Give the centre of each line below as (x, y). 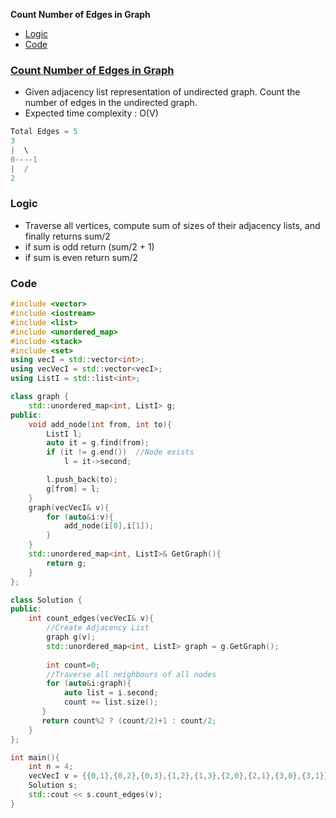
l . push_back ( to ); (82, 480)
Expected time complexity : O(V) (91, 113)
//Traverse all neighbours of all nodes (131, 674)
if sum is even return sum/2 (81, 257)
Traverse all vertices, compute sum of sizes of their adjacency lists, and (172, 225)
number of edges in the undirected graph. (111, 103)
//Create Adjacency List (98, 628)
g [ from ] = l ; (73, 489)
